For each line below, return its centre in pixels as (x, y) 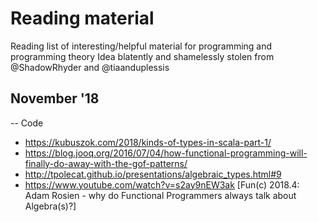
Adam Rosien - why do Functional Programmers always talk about (160, 195)
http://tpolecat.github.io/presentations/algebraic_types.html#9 (153, 174)
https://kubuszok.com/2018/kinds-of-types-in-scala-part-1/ (148, 142)
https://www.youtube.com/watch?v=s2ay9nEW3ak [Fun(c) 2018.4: (162, 184)
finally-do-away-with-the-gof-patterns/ (106, 163)
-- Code (27, 123)
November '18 (55, 98)
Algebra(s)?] (50, 206)
